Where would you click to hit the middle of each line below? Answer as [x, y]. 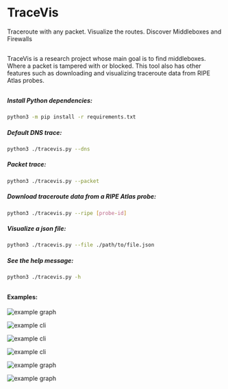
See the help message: [40, 260]
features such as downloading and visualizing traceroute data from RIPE [109, 73]
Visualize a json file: [37, 229]
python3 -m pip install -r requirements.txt [72, 117]
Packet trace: [27, 164]
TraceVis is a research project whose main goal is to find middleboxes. [107, 59]
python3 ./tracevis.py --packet [53, 181]
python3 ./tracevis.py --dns [49, 149]
